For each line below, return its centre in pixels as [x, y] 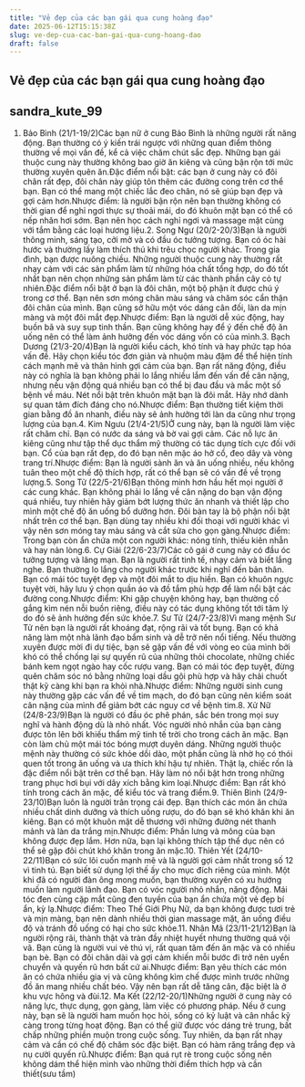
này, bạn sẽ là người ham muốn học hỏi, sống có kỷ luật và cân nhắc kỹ [157, 1016]
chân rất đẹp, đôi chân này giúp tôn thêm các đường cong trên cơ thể [153, 182]
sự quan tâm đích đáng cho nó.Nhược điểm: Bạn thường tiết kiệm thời [153, 405]
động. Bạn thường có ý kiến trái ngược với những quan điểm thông [147, 143]
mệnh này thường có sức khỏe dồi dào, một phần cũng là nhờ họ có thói [158, 754]
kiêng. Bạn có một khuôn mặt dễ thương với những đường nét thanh [149, 821]
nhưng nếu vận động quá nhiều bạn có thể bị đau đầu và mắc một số [152, 385]
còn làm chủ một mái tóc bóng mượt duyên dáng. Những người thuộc [152, 744]
